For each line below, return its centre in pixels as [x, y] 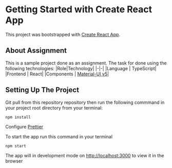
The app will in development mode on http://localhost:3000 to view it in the [85, 155]
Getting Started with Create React [79, 9]
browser [14, 161]
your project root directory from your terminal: [54, 108]
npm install [18, 117]
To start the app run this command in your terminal [59, 136]
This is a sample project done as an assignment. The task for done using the [86, 63]
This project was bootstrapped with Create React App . [63, 34]
